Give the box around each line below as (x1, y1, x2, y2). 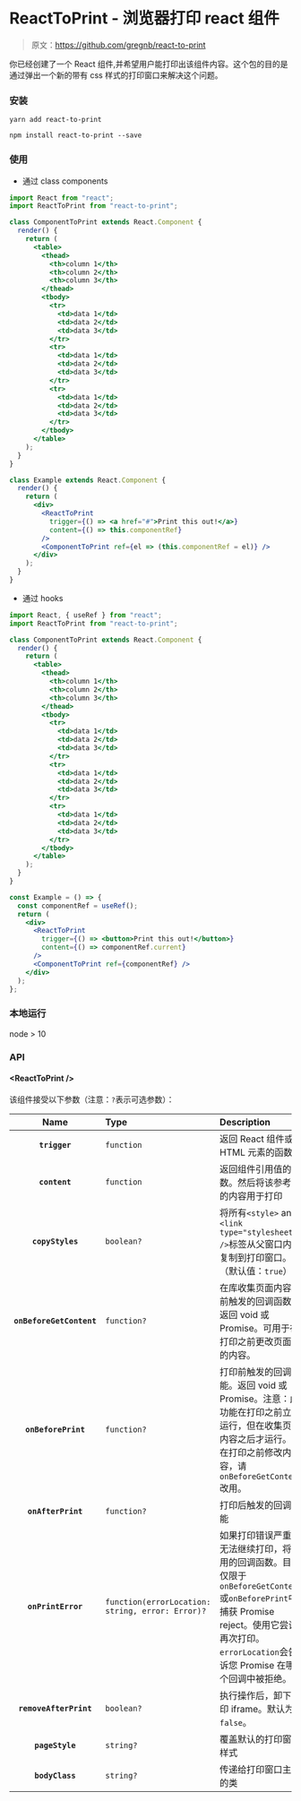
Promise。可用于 (219, 1322, 290, 1334)
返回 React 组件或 (219, 1133, 294, 1145)
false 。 (219, 1716, 253, 1728)
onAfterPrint (27, 1506, 83, 1516)
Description (219, 1116, 271, 1128)
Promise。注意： (219, 1392, 290, 1405)
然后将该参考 (236, 1176, 292, 1188)
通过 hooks (21, 592, 64, 603)
